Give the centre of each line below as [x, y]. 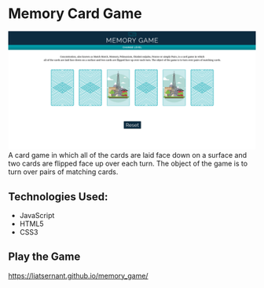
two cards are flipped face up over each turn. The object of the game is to [128, 164]
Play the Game [44, 257]
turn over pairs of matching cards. [63, 172]
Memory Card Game [75, 14]
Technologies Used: [58, 197]
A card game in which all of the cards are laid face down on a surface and [128, 155]
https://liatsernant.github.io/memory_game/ [78, 275]
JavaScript [37, 215]
